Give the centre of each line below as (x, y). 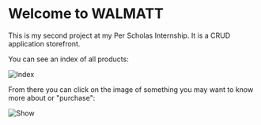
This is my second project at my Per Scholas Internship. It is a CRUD (119, 35)
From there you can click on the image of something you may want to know (131, 89)
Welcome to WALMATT (86, 14)
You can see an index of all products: (68, 59)
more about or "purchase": (52, 97)
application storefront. (44, 43)
